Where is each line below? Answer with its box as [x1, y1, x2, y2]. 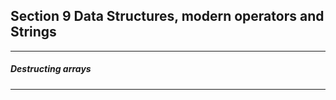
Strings [10, 24, 57, 41]
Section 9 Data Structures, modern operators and [10, 8, 325, 25]
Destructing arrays [10, 63, 92, 75]
